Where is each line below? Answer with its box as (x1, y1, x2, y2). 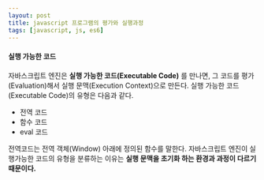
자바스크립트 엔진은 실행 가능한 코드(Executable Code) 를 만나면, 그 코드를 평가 (8, 70, 255, 80)
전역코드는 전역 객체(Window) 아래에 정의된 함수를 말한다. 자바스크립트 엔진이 (8, 144, 248, 153)
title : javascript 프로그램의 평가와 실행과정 (8, 19, 144, 27)
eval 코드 (19, 127, 49, 137)
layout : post (8, 11, 51, 20)
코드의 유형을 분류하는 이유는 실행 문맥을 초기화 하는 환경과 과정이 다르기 (35, 153, 257, 163)
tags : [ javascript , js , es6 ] (8, 26, 104, 34)
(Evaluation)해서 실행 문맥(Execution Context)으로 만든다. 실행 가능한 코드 (8, 81, 240, 90)
